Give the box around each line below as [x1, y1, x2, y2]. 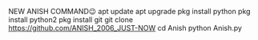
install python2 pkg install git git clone [8, 15, 134, 24]
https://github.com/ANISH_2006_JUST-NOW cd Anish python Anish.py [8, 24, 243, 32]
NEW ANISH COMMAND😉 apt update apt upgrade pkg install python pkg [8, 7, 251, 16]
